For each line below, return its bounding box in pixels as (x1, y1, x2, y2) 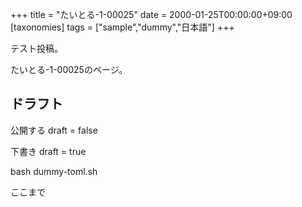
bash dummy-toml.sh (10, 165, 98, 177)
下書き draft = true (10, 145, 87, 157)
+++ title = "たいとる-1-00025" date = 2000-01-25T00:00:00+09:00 (10, 9, 293, 20)
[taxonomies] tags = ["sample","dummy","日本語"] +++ (10, 21, 235, 33)
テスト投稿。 (10, 43, 63, 54)
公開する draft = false (10, 124, 98, 136)
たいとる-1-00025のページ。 (10, 64, 128, 75)
